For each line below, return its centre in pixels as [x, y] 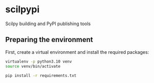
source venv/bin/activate [33, 66]
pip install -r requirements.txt [41, 75]
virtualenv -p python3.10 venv [39, 61]
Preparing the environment [49, 40]
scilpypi [23, 9]
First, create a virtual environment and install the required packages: [77, 52]
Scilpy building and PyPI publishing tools [48, 24]
